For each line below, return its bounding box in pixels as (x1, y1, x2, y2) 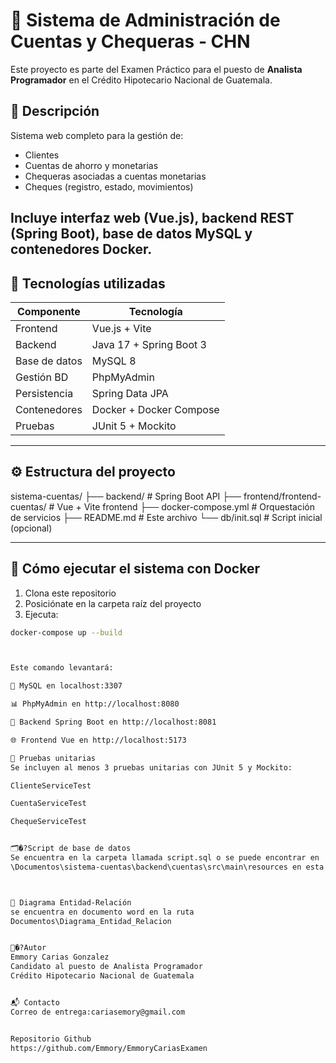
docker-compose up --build (10, 627, 123, 638)
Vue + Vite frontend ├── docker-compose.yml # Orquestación (56, 500, 316, 513)
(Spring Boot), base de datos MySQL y (10, 225, 253, 243)
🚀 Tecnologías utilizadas (10, 275, 166, 292)
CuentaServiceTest (10, 799, 87, 809)
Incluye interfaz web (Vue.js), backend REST (10, 210, 295, 227)
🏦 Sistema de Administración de (10, 9, 281, 32)
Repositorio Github (10, 1034, 92, 1044)
